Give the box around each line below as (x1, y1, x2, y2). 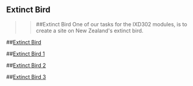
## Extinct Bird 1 (6, 50, 45, 57)
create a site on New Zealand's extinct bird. (35, 27, 144, 34)
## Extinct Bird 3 (6, 73, 46, 80)
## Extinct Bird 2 (6, 62, 46, 69)
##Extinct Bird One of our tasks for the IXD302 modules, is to (35, 20, 188, 27)
